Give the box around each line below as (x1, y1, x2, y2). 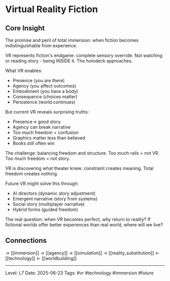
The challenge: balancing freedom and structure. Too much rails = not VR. (5, 150, 160, 156)
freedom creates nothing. (5, 171, 58, 177)
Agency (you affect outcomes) (12, 83, 76, 89)
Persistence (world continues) (12, 99, 76, 105)
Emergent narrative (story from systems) (12, 196, 98, 201)
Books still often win (12, 140, 55, 146)
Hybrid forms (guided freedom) (12, 206, 78, 213)
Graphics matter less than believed (12, 135, 86, 140)
